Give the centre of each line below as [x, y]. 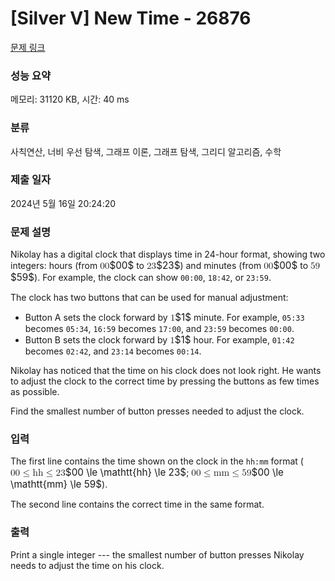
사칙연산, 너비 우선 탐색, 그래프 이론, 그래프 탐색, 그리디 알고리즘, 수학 [146, 151]
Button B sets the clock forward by [96, 340]
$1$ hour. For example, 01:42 [234, 340]
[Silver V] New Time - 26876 [131, 18]
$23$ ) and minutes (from [209, 265]
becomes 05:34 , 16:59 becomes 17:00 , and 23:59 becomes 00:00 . [159, 329]
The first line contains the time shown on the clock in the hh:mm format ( [157, 461]
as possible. [35, 392]
